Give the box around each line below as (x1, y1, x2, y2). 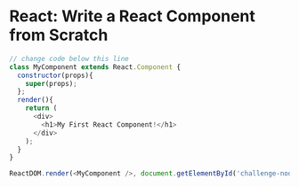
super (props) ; (25, 79, 77, 88)
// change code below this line (9, 54, 129, 63)
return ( (25, 104, 58, 113)
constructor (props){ (17, 71, 93, 80)
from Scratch (9, 25, 109, 45)
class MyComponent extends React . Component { (9, 62, 181, 72)
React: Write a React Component (9, 6, 256, 27)
